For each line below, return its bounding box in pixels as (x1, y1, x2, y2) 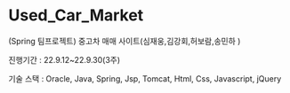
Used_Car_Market (8, 5, 144, 26)
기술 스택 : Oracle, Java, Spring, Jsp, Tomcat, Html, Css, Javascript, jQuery (8, 73, 282, 84)
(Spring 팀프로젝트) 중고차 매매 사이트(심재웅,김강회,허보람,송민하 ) (8, 35, 241, 46)
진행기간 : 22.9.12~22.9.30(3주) (8, 54, 121, 65)
